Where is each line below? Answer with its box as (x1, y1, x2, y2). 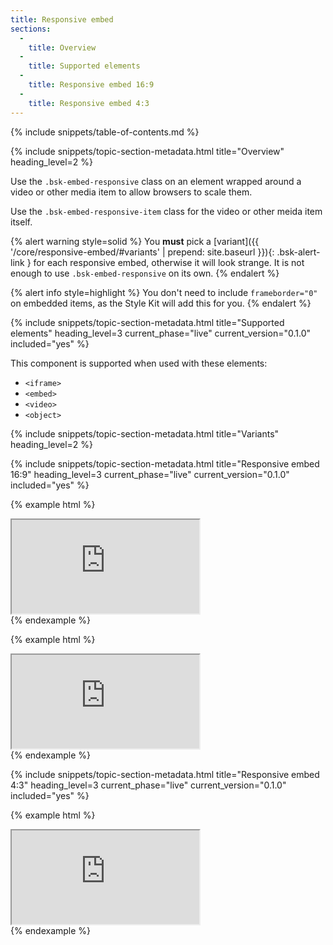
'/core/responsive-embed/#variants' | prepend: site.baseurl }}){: (10, 246, 275, 258)
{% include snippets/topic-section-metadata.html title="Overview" (10, 145, 285, 157)
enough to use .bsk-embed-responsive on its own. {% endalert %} (10, 267, 280, 279)
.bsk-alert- (276, 246, 321, 258)
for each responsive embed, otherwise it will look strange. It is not (33, 256, 305, 268)
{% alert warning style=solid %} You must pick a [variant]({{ (10, 235, 260, 247)
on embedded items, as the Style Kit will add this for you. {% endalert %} (10, 297, 312, 309)
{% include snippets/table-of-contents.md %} (10, 126, 200, 138)
